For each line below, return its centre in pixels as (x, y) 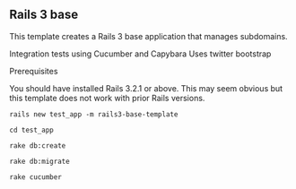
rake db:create (38, 146)
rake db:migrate (39, 161)
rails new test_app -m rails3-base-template (94, 114)
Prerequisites (34, 71)
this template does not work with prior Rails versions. (107, 98)
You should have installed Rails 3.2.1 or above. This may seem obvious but (146, 88)
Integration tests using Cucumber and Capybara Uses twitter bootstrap (140, 54)
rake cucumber (36, 177)
